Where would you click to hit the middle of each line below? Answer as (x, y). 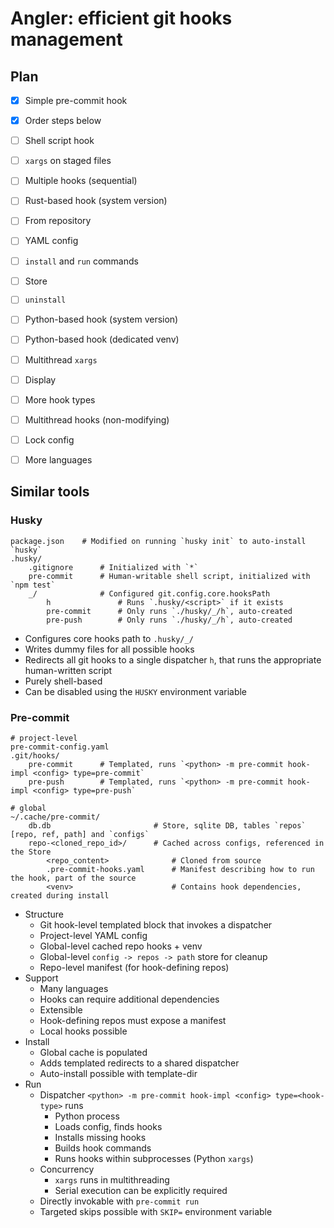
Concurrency (67, 1169)
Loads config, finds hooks (108, 1126)
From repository (58, 221)
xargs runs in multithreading (112, 1179)
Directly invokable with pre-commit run (119, 1201)
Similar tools (50, 492)
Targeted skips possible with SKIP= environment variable (156, 1211)
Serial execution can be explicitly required (141, 1190)
